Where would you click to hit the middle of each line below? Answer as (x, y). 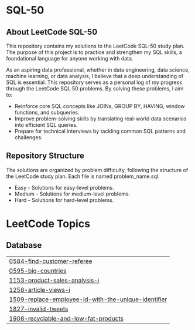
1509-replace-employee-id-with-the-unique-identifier (88, 299)
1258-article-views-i (40, 289)
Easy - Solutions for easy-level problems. (64, 187)
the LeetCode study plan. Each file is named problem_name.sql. (83, 176)
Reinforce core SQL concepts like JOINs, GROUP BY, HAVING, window (100, 106)
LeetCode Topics (48, 224)
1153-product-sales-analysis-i (54, 280)
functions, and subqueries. (47, 112)
